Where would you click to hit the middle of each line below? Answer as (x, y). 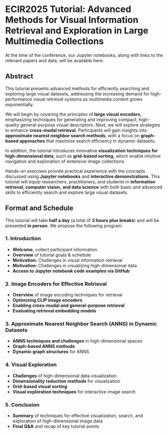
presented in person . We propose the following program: (64, 226)
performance (19, 99)
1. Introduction (23, 239)
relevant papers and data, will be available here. (55, 60)
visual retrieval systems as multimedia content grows (88, 99)
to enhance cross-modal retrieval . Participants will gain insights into (76, 130)
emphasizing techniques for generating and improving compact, (71, 120)
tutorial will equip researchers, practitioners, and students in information (80, 181)
